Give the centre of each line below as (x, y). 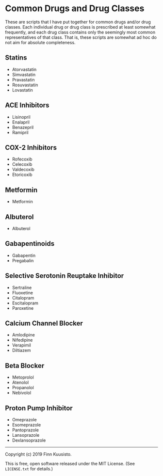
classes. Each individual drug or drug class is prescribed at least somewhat (80, 27)
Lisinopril (21, 117)
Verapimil (22, 345)
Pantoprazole (25, 430)
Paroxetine (23, 308)
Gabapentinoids (30, 244)
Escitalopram (25, 303)
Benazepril (23, 127)
